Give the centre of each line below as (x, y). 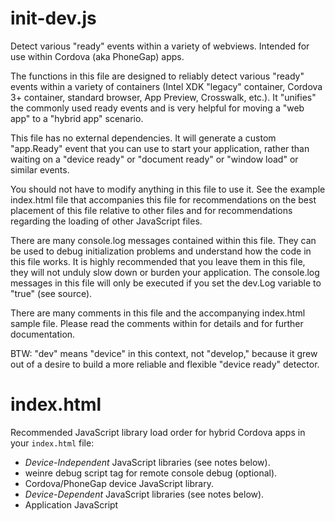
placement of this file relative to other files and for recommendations (151, 210)
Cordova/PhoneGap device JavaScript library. (119, 483)
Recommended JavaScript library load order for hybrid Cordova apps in (158, 432)
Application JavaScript (71, 504)
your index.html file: (52, 443)
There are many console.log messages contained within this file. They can (163, 240)
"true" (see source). (51, 293)
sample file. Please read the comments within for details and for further (157, 323)
